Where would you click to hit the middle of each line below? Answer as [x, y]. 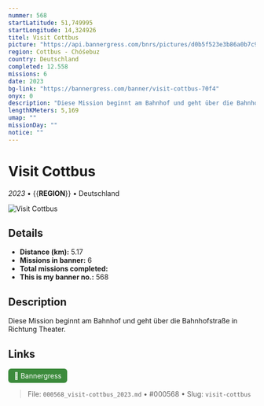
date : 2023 [26, 81]
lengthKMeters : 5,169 [44, 111]
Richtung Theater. [37, 329]
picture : [22, 45]
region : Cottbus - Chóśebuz [54, 52]
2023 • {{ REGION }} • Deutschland [64, 193]
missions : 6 [27, 74]
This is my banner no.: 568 [64, 277]
